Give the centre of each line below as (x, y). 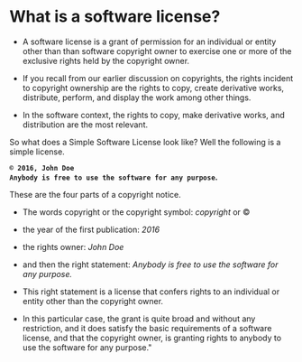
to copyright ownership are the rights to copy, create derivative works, (153, 88)
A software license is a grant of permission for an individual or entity (149, 42)
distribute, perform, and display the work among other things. (137, 97)
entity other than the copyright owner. (93, 301)
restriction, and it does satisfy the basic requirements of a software (147, 328)
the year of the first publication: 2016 (91, 229)
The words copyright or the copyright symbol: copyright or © (136, 212)
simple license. (37, 152)
